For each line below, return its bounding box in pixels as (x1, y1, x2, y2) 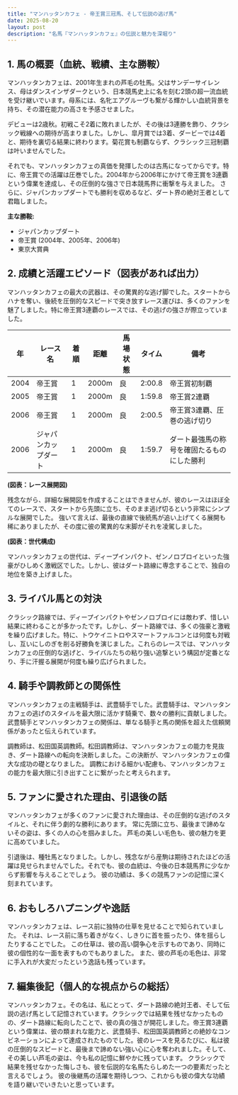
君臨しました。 (7, 197, 51, 206)
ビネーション (7, 1035, 45, 1044)
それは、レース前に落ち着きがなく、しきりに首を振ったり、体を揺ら (21, 931, 220, 940)
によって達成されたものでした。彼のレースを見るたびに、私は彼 (44, 1035, 230, 1044)
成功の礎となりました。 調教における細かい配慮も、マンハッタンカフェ (19, 759, 227, 768)
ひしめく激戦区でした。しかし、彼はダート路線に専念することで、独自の (19, 561, 231, 569)
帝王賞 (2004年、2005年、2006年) (17, 236, 120, 245)
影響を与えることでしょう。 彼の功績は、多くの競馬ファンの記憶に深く (19, 870, 225, 879)
